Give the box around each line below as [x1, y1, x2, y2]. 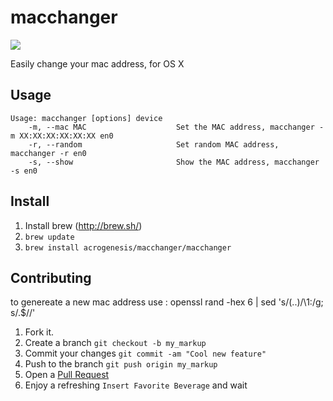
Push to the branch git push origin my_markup [24, 358, 218, 370]
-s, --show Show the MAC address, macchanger [28, 157, 320, 167]
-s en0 [10, 166, 38, 176]
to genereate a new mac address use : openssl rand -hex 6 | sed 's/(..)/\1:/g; [10, 296, 324, 308]
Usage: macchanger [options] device [10, 113, 163, 123]
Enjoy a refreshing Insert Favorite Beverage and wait [24, 379, 248, 391]
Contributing [10, 269, 92, 286]
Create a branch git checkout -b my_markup [24, 337, 207, 349]
